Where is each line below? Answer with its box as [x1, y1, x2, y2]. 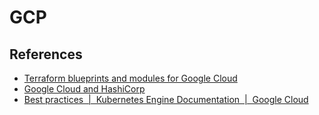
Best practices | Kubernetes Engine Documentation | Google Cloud [23, 94, 309, 105]
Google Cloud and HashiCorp [23, 83, 146, 95]
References [9, 46, 83, 63]
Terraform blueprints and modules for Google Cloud [23, 72, 238, 84]
